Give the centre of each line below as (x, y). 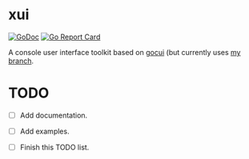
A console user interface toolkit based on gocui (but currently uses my (124, 52)
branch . (21, 61)
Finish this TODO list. (54, 147)
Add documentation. (54, 115)
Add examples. (44, 131)
